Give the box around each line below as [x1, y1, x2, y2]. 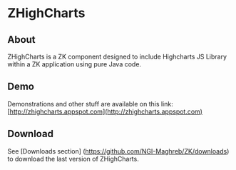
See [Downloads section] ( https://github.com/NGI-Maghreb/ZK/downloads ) [7, 146, 230, 155]
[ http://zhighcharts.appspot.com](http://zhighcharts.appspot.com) [7, 107, 203, 116]
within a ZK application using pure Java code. [7, 60, 141, 69]
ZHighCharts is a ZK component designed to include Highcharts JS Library [7, 52, 227, 61]
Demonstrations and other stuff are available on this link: [7, 99, 173, 108]
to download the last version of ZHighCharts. [7, 154, 139, 163]
